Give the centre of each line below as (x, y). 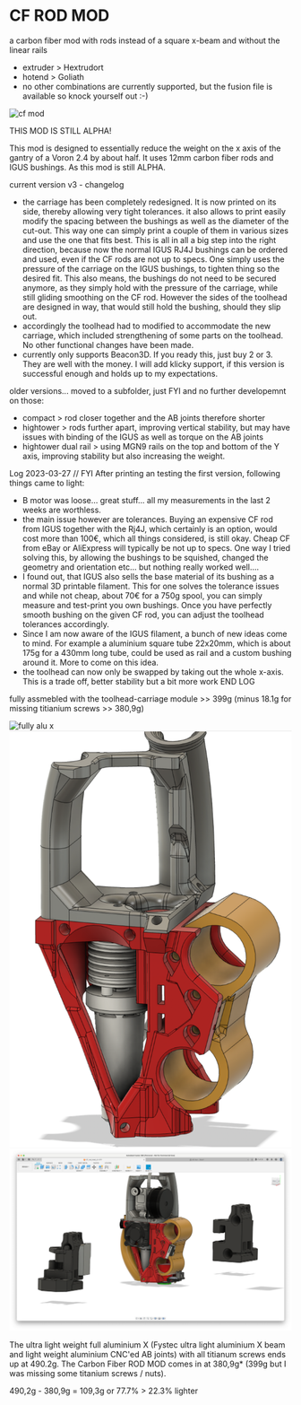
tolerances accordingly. (65, 624)
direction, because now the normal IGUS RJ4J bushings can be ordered (155, 249)
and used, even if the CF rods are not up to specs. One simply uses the (153, 259)
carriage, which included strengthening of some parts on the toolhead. (153, 335)
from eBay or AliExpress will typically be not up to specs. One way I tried (156, 547)
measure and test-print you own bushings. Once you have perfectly (147, 605)
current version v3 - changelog (67, 184)
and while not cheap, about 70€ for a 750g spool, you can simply (142, 595)
